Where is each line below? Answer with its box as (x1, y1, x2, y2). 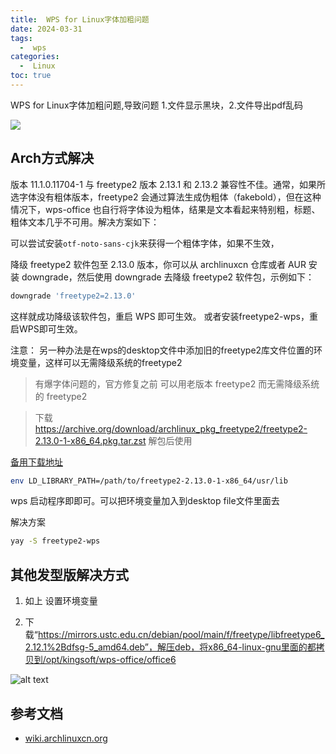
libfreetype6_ (270, 629, 325, 641)
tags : (10, 33, 33, 43)
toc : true (10, 71, 52, 81)
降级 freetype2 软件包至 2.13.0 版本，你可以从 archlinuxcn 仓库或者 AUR (10, 258, 307, 270)
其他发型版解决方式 (10, 566, 129, 583)
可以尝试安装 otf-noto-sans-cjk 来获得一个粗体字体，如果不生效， (10, 237, 280, 249)
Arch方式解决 (10, 150, 95, 167)
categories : (10, 52, 60, 62)
